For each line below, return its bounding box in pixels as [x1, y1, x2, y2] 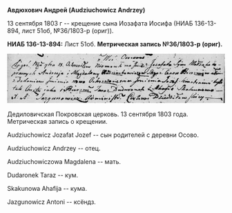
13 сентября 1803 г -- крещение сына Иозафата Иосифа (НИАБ [7, 19, 193, 27]
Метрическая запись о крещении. [7, 118, 108, 126]
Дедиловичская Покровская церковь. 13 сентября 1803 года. [7, 110, 188, 118]
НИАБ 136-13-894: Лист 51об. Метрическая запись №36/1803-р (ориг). [7, 40, 223, 48]
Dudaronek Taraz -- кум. [7, 171, 79, 179]
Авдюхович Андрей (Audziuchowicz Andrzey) [7, 6, 146, 14]
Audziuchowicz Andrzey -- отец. [7, 145, 101, 153]
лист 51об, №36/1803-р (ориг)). [21, 27, 114, 35]
